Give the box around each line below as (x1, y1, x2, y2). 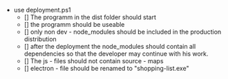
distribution (23, 35, 57, 43)
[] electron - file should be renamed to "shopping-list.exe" (23, 65, 189, 72)
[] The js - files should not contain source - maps (23, 57, 164, 65)
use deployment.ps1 (13, 6, 71, 14)
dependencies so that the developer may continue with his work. (23, 49, 209, 58)
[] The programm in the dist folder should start (23, 13, 157, 21)
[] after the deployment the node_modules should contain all (23, 43, 196, 50)
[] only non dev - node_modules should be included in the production (23, 27, 222, 36)
